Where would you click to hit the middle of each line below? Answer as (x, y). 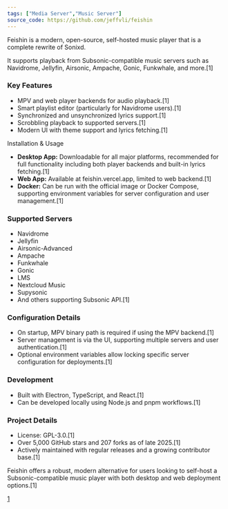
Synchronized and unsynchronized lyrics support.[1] (92, 115)
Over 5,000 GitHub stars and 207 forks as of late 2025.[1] (99, 442)
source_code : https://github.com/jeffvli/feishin (80, 20)
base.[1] (28, 457)
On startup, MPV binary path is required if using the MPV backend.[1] (115, 333)
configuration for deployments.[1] (65, 362)
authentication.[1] (42, 347)
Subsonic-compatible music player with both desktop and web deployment (114, 478)
